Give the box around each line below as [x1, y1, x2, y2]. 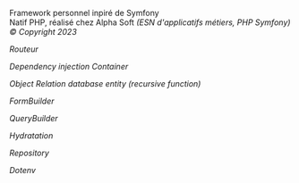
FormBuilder [9, 96, 56, 106]
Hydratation [9, 130, 54, 141]
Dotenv [9, 165, 36, 175]
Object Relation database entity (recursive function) [9, 79, 201, 88]
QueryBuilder [9, 113, 58, 123]
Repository [9, 147, 49, 158]
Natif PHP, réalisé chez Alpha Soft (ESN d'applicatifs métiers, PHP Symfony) [9, 17, 291, 28]
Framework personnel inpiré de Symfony [9, 8, 159, 18]
